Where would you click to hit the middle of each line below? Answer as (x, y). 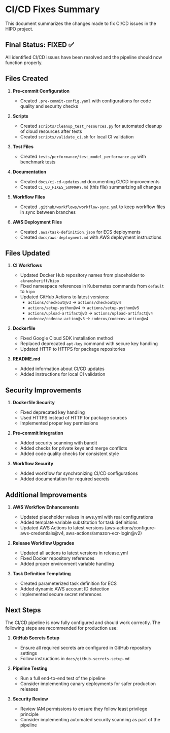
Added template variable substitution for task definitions (79, 522)
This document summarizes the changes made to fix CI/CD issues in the (81, 23)
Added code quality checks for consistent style (70, 454)
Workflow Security (33, 464)
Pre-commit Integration (38, 433)
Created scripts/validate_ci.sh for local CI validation (77, 136)
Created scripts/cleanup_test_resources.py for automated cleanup (91, 126)
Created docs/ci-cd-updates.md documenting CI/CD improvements (90, 181)
